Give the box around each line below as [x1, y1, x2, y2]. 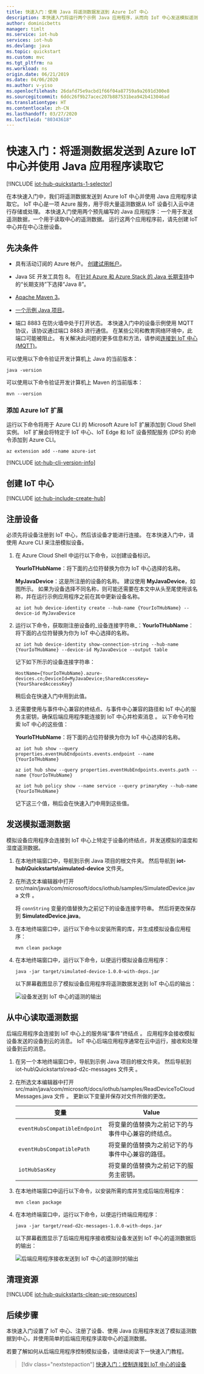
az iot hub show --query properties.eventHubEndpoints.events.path [15, 767, 189, 773]
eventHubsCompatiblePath [18, 1145, 90, 1153]
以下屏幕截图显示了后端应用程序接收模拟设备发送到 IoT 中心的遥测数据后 [15, 1234, 196, 1241]
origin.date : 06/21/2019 [6, 71, 69, 77]
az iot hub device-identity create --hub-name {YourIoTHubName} [15, 605, 182, 611]
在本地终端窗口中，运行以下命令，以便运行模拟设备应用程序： [15, 956, 170, 963]
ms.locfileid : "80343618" [6, 116, 72, 122]
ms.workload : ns [6, 65, 47, 72]
